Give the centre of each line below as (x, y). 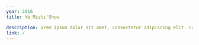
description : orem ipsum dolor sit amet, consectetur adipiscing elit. (96, 27)
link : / (16, 33)
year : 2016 (20, 11)
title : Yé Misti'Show (33, 17)
